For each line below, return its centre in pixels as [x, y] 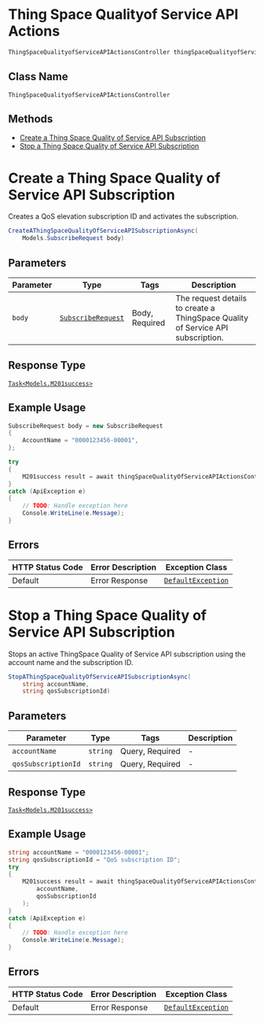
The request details [211, 298]
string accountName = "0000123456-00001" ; [79, 852]
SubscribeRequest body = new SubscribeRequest [86, 426]
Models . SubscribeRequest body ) [73, 238]
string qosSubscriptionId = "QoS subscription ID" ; [94, 859]
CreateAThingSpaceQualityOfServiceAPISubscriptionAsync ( [103, 231]
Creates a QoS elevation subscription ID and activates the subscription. [123, 216]
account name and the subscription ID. [71, 662]
